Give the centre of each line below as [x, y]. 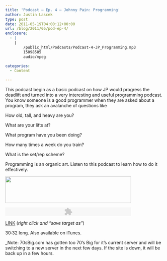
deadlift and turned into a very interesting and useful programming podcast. [84, 95]
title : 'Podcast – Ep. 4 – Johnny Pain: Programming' [63, 10]
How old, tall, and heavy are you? [40, 115]
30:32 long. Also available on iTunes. [44, 233]
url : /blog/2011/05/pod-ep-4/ [37, 29]
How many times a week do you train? [45, 145]
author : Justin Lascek [29, 15]
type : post [17, 19]
